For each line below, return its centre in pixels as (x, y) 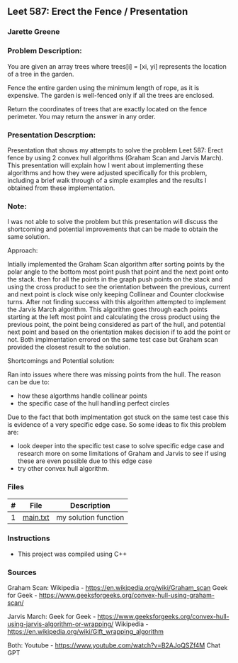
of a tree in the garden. (41, 74)
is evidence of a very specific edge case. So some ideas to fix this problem (117, 425)
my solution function (90, 517)
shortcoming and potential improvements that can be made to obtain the (113, 229)
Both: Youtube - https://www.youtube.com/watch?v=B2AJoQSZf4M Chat (114, 645)
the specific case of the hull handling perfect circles (93, 403)
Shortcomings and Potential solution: (61, 361)
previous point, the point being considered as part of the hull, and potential (117, 325)
